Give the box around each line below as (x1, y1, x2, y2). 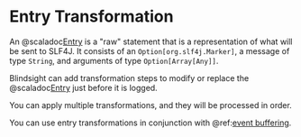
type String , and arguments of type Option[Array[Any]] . (9, 55, 219, 66)
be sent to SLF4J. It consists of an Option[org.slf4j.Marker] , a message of (9, 45, 290, 56)
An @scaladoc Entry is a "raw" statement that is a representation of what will (9, 36, 293, 47)
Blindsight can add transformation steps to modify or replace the (9, 72, 250, 83)
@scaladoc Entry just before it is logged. (9, 82, 158, 93)
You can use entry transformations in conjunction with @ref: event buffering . (9, 117, 292, 128)
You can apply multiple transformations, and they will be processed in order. (9, 99, 293, 110)
